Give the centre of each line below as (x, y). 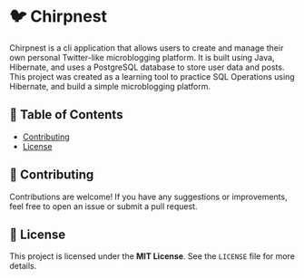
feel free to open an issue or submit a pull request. (103, 206)
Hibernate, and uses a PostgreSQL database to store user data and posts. (147, 67)
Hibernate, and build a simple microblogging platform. (110, 86)
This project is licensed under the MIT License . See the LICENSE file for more (152, 256)
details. (23, 266)
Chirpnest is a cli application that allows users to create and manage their (147, 48)
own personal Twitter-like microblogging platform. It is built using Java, (142, 57)
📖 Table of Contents (66, 115)
